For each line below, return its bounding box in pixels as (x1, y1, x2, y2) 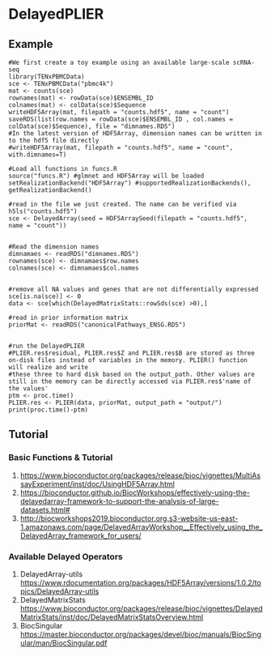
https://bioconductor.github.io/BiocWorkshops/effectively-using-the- (19, 488, 251, 497)
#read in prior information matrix (8, 313, 129, 322)
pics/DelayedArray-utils (19, 586, 100, 596)
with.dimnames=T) (8, 151, 67, 159)
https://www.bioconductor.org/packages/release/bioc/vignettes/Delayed (19, 603, 263, 613)
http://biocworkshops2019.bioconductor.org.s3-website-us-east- (19, 513, 239, 523)
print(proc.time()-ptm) (8, 406, 89, 414)
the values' (8, 385, 49, 393)
